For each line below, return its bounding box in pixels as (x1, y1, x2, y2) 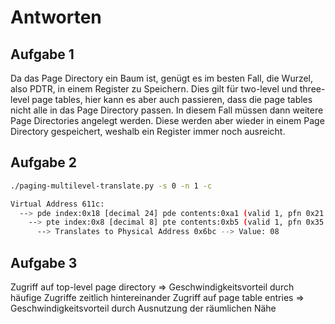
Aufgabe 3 (10, 254, 78, 271)
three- (299, 83, 326, 95)
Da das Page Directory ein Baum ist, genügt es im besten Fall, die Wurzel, (10, 72, 314, 84)
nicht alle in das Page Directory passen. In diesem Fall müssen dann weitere (10, 104, 324, 116)
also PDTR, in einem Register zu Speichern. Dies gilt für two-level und (10, 83, 298, 95)
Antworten (10, 6, 102, 29)
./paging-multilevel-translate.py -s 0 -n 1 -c (10, 181, 213, 191)
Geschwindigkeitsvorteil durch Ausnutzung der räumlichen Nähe (10, 302, 277, 314)
